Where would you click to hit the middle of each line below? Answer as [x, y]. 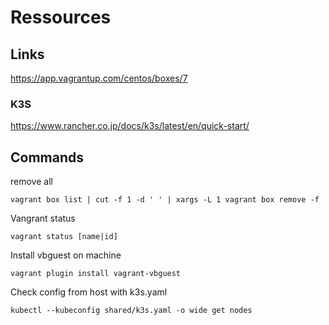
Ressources [61, 17]
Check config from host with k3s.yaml [89, 292]
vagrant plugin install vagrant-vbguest [96, 274]
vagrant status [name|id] [64, 237]
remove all [31, 182]
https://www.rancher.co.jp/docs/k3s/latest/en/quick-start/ [130, 126]
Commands [47, 157]
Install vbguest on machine [66, 255]
